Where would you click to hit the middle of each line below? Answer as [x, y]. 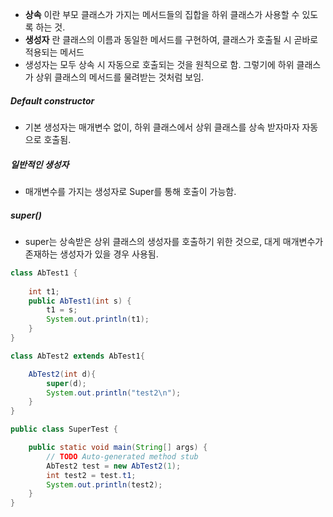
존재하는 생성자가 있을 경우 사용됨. [91, 254]
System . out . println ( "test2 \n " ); [114, 393]
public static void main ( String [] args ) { [118, 448]
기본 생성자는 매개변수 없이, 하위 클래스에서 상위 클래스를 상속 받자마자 [162, 127]
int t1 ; [44, 291]
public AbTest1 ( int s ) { [80, 301]
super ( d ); [66, 383]
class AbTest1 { [44, 273]
